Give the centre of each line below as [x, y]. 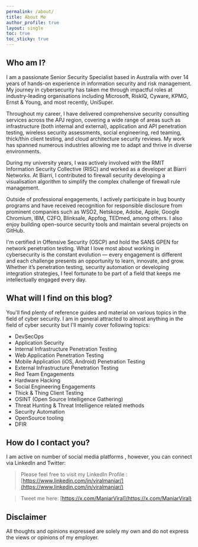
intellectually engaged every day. [46, 279]
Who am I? [26, 63]
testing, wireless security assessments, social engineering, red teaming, [94, 132]
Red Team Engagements [44, 374]
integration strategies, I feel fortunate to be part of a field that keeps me [93, 273]
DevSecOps [29, 336]
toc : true [18, 34]
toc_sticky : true [27, 39]
